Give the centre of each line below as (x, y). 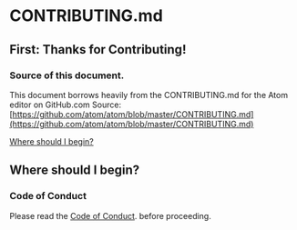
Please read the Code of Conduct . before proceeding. (110, 215)
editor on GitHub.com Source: (65, 105)
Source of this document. (67, 75)
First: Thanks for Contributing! (98, 50)
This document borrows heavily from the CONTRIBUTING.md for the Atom (149, 95)
